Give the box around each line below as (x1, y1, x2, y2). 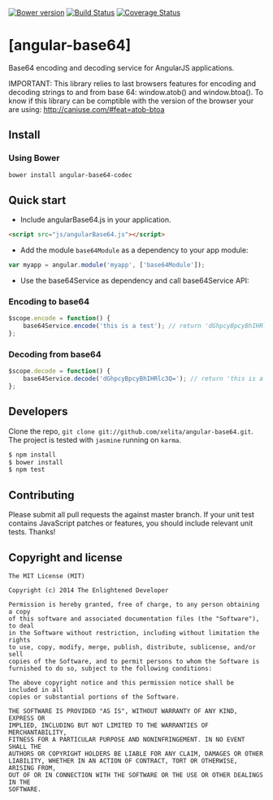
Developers (8, 404, 68, 418)
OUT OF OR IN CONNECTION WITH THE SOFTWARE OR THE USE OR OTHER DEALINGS (8, 771, 264, 779)
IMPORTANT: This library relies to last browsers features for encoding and (8, 78, 257, 89)
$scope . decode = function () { (8, 367, 111, 375)
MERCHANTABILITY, (8, 728, 67, 737)
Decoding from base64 (8, 348, 102, 360)
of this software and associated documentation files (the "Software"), (8, 614, 260, 623)
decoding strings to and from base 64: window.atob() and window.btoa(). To (8, 87, 264, 97)
